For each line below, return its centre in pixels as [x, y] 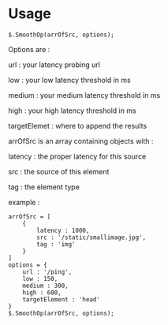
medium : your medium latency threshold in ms [84, 95]
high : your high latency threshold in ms [72, 110]
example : [24, 202]
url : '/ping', [47, 272]
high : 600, [42, 293]
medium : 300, [45, 286]
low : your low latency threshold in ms [70, 80]
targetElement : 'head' [62, 299]
